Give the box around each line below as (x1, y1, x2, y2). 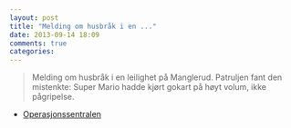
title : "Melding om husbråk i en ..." (9, 22, 157, 31)
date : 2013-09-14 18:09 (9, 30, 100, 39)
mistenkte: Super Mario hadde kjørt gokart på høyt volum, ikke (31, 82, 267, 93)
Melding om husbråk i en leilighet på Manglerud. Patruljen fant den (31, 72, 283, 83)
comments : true (9, 38, 68, 48)
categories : (9, 47, 55, 56)
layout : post (9, 13, 59, 23)
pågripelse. (31, 92, 75, 103)
